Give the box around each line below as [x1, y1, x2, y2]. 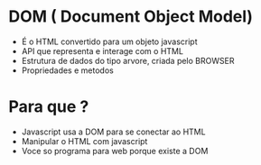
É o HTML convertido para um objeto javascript [21, 36, 198, 47]
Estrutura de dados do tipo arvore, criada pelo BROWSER [21, 55, 235, 66]
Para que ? [8, 96, 89, 117]
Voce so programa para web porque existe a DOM [21, 145, 209, 156]
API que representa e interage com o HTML [21, 45, 184, 56]
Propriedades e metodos [21, 65, 114, 76]
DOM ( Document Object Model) [8, 6, 254, 27]
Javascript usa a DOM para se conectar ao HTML [21, 126, 206, 137]
